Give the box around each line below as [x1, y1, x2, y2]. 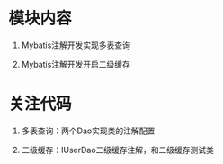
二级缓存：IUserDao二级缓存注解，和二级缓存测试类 [21, 144, 215, 155]
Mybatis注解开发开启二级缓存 [21, 59, 131, 69]
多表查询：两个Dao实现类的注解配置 [21, 125, 156, 136]
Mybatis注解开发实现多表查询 [21, 40, 131, 50]
